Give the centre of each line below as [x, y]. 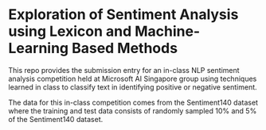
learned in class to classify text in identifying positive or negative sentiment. [133, 87]
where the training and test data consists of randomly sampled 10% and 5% [133, 111]
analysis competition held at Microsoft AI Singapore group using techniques [133, 78]
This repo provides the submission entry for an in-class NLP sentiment [124, 70]
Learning [39, 48]
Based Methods [124, 48]
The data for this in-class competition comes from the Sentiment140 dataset [133, 102]
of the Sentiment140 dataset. [56, 119]
